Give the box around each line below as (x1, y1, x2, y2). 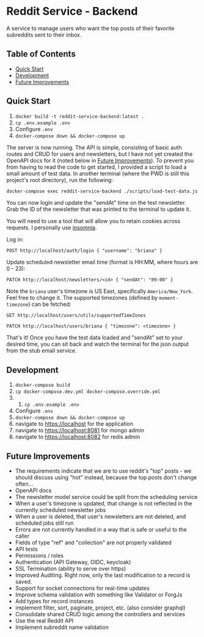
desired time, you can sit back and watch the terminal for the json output (6, 340, 189, 348)
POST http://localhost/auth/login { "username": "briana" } (6, 248, 163, 254)
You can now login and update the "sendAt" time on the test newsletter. (6, 199, 186, 207)
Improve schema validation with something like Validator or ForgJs (15, 591, 183, 598)
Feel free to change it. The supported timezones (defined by (6, 294, 158, 302)
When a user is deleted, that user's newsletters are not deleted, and (15, 513, 186, 521)
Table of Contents (6, 49, 76, 59)
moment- (159, 296, 179, 302)
